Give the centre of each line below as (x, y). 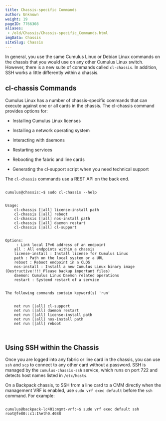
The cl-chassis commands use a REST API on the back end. (67, 178)
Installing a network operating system (51, 130)
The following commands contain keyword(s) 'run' (58, 293)
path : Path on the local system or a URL (59, 258)
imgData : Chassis (23, 38)
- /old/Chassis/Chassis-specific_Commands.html (58, 33)
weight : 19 (16, 19)
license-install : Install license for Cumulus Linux (71, 253)
